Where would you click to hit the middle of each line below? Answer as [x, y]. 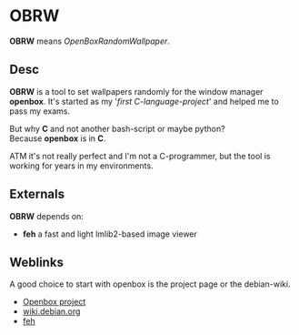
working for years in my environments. [81, 166]
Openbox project [54, 302]
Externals [37, 194]
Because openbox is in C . [58, 138]
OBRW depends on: [47, 216]
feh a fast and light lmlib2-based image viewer [110, 234]
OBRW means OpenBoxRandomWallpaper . [90, 41]
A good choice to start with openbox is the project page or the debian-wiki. [150, 284]
